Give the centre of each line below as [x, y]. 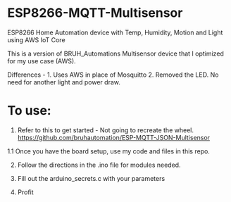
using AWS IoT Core [36, 39]
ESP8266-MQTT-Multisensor [95, 13]
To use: [29, 111]
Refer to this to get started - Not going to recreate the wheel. [105, 130]
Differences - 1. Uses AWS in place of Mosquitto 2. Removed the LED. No [113, 75]
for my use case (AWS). [42, 61]
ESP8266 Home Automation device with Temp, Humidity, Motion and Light [115, 32]
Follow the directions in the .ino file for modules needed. [99, 165]
